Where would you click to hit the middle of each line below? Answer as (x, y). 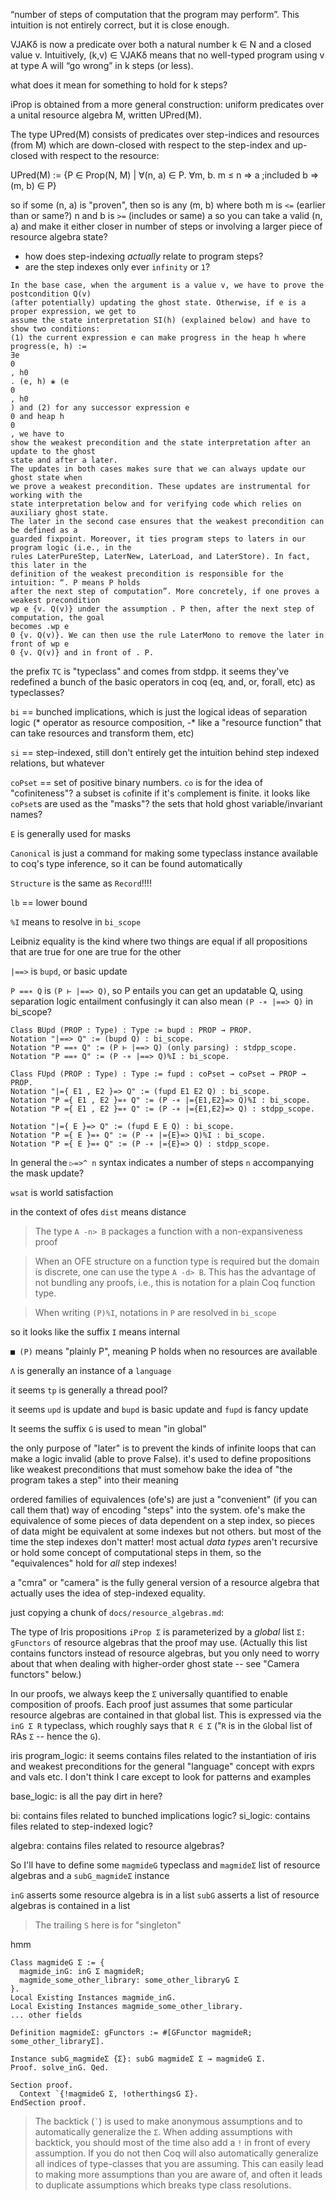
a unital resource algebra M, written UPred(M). (106, 115)
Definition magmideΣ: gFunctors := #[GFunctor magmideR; (131, 2033)
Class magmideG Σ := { (57, 1963)
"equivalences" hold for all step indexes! (93, 1563)
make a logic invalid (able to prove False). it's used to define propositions (161, 1458)
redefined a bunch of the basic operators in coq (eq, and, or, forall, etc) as (163, 682)
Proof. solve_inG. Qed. (60, 2068)
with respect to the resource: (99, 155)
